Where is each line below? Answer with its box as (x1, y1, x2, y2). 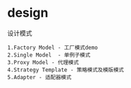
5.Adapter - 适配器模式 (7, 73, 72, 81)
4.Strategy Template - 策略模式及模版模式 (7, 66, 125, 73)
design (7, 5, 49, 21)
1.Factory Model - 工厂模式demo (7, 44, 99, 51)
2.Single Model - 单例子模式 (7, 51, 91, 59)
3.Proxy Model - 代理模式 (7, 59, 80, 66)
